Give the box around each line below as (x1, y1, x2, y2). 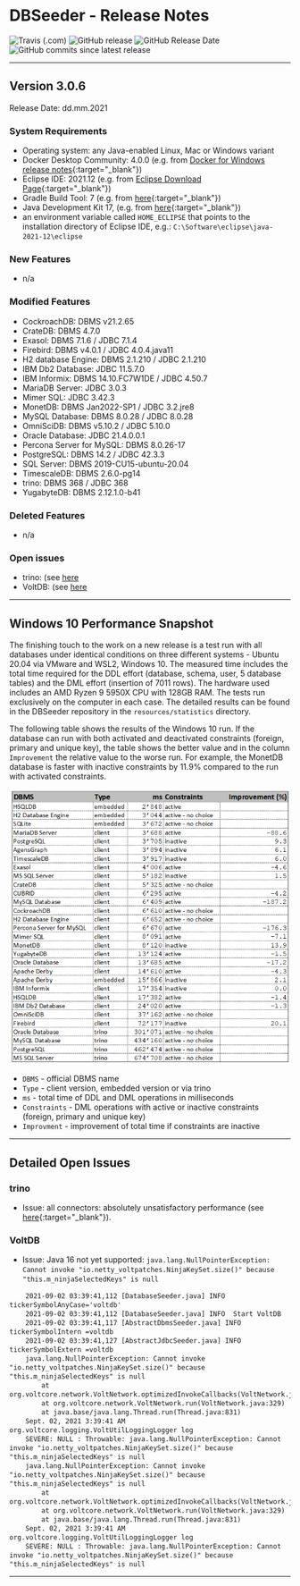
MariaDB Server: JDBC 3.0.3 (21, 382, 128, 393)
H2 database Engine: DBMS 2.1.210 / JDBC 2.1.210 (21, 354, 207, 365)
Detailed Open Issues (9, 1155, 131, 1170)
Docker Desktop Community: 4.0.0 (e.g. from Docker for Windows (21, 155, 265, 165)
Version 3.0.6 (9, 79, 87, 94)
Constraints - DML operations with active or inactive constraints (21, 1101, 259, 1113)
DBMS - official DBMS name (21, 1074, 120, 1084)
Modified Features (9, 296, 91, 308)
